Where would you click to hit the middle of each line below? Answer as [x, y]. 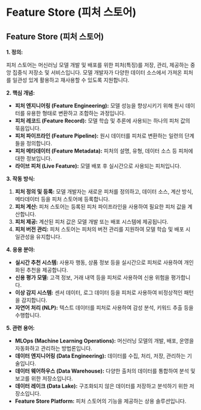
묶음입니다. [28, 128]
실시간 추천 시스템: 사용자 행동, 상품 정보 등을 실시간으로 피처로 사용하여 [99, 262]
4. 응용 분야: [21, 250]
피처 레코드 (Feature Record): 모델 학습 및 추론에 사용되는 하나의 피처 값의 [102, 121]
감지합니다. [34, 300]
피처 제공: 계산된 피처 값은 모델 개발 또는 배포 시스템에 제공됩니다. [91, 222]
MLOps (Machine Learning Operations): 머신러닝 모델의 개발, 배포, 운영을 [104, 341]
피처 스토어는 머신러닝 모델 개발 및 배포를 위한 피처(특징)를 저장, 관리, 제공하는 [97, 65]
